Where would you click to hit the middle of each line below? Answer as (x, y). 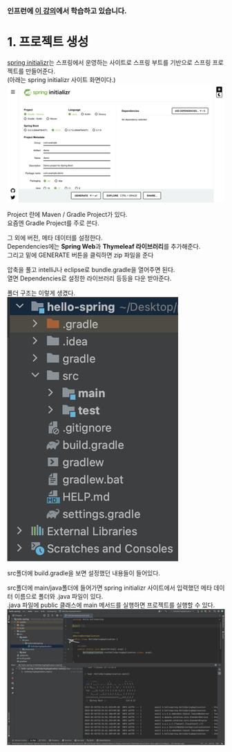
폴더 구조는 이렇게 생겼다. (41, 293)
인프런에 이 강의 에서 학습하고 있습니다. (67, 10)
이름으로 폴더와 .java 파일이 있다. (59, 597)
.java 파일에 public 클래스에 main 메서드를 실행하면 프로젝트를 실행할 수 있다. (111, 605)
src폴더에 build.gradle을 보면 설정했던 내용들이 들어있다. (84, 573)
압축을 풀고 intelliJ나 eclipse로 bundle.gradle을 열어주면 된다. (91, 270)
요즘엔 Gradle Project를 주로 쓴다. (54, 223)
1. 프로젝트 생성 (48, 42)
